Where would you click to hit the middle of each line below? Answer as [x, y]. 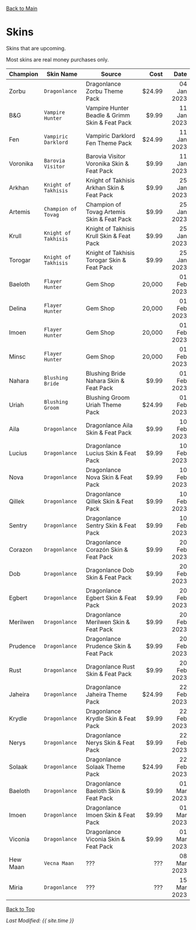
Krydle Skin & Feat [111, 718]
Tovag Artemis [106, 212]
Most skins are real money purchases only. [57, 59]
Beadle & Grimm [108, 115]
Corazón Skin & [107, 549]
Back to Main [22, 8]
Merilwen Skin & [108, 622]
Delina [18, 308]
